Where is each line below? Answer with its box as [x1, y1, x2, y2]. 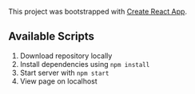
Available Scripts [8, 29, 94, 43]
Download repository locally [19, 51, 113, 61]
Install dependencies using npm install [19, 59, 150, 69]
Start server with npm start [19, 68, 109, 77]
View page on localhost [19, 76, 97, 86]
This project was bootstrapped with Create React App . [8, 7, 188, 16]
